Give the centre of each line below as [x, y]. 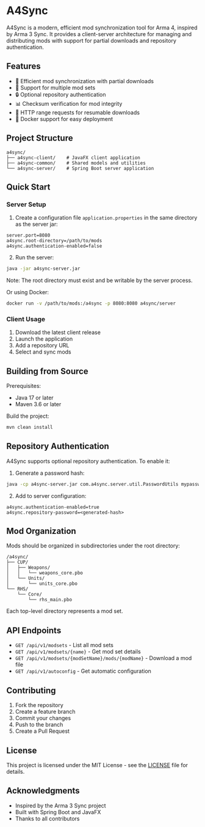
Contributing [31, 690]
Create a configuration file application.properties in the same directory [106, 218]
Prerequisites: [24, 386]
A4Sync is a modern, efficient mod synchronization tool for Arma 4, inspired [102, 28]
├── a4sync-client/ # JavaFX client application [73, 158]
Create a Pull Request [42, 731]
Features [23, 66]
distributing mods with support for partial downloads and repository [92, 40]
